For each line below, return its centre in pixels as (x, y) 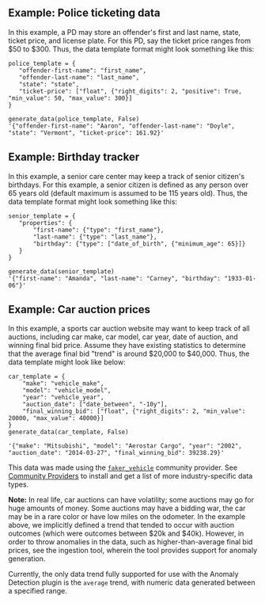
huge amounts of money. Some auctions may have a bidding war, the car (127, 508)
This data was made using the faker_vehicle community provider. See (123, 468)
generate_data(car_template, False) (68, 432)
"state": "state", (49, 84)
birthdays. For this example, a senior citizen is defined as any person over (129, 185)
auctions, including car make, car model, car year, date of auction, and (123, 337)
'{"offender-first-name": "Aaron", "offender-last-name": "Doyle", (122, 126)
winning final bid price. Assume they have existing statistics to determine (127, 345)
